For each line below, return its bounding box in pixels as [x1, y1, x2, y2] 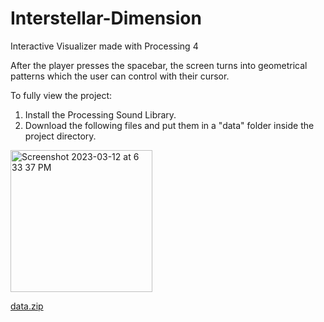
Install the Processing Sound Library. [24, 108, 177, 121]
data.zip [10, 300, 44, 312]
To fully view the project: [10, 89, 113, 101]
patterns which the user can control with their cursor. [10, 70, 230, 82]
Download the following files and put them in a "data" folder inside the [24, 119, 315, 131]
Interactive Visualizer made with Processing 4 [10, 40, 199, 52]
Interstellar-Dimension [10, 7, 202, 30]
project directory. [24, 130, 97, 142]
